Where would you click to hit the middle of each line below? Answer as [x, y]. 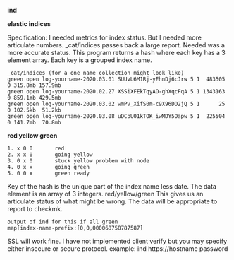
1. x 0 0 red [36, 148]
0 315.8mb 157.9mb [34, 85]
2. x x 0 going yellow [50, 155]
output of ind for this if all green [63, 222]
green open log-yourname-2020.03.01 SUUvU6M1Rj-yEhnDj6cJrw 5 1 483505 [116, 79]
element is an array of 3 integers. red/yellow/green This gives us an [105, 194]
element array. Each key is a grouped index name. [80, 60]
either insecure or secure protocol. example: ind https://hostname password [118, 249]
